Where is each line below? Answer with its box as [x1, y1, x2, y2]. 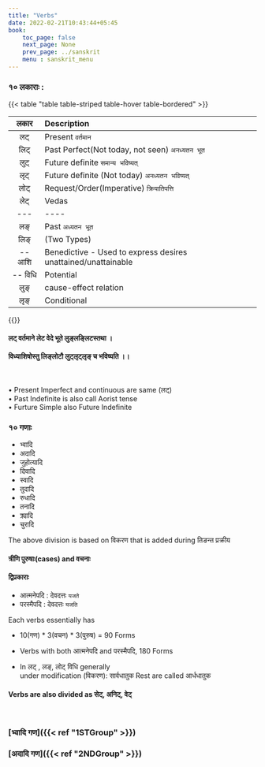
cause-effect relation [44, 282, 124, 293]
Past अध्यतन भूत [44, 222, 94, 233]
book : [8, 26, 26, 34]
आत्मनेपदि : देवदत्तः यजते [19, 590, 80, 600]
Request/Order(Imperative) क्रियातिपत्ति [44, 183, 174, 194]
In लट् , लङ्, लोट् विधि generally [19, 662, 110, 672]
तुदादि [19, 484, 35, 493]
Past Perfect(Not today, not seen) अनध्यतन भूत [44, 144, 205, 155]
